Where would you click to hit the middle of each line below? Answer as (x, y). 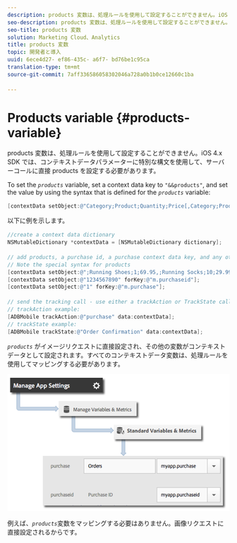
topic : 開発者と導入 (34, 52)
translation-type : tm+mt (44, 67)
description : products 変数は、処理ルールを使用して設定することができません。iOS (117, 15)
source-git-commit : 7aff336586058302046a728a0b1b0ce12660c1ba (101, 74)
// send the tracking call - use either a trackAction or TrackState (112, 302)
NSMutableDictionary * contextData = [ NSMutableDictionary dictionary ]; (115, 243)
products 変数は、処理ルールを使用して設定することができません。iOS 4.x (115, 153)
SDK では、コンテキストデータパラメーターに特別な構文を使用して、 (107, 162)
